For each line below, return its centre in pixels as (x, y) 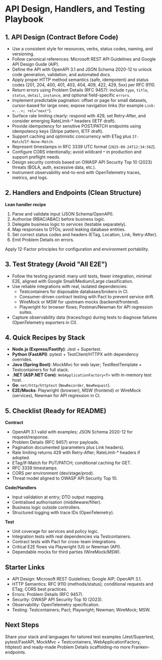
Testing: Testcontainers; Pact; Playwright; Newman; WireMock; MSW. (81, 610)
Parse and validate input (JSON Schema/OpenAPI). (63, 214)
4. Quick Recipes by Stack (45, 338)
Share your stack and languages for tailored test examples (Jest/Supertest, (80, 637)
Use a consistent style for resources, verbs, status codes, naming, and (82, 49)
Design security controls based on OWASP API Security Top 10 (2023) (82, 162)
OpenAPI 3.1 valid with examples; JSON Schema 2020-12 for (72, 432)
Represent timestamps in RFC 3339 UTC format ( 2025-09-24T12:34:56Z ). (84, 147)
